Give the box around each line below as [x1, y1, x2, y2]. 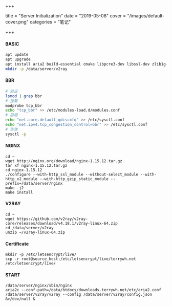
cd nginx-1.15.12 [5, 167, 42, 172]
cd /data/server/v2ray [5, 226, 54, 231]
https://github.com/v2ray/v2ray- [16, 216, 88, 222]
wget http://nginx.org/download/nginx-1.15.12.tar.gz [5, 158, 123, 164]
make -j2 [5, 185, 24, 190]
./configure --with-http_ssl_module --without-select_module [5, 172, 139, 177]
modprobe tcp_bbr [5, 103, 42, 108]
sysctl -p [5, 132, 27, 137]
